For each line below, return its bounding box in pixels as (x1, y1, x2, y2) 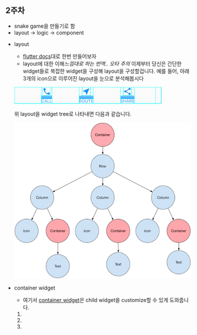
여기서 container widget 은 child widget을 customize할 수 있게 (22, 296, 169, 303)
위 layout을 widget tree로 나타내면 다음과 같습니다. (14, 110, 132, 117)
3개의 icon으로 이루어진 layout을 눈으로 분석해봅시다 (22, 74, 144, 82)
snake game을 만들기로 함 (14, 22, 75, 30)
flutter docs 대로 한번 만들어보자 (22, 53, 96, 60)
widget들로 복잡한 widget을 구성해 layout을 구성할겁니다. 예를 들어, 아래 (22, 67, 189, 74)
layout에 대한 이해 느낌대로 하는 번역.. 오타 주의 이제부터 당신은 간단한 (22, 60, 182, 67)
